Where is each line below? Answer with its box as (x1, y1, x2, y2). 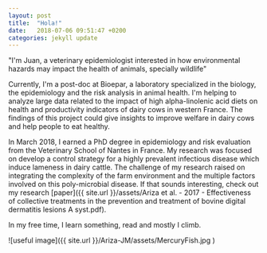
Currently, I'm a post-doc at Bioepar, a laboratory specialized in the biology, (8, 80, 257, 89)
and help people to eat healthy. (8, 122, 110, 131)
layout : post (8, 11, 52, 20)
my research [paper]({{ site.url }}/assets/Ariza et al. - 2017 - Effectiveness (8, 188, 251, 197)
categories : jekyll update (8, 33, 98, 42)
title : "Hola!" (8, 19, 62, 27)
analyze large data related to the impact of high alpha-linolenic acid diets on (8, 96, 258, 106)
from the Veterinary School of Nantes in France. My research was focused (8, 146, 253, 155)
